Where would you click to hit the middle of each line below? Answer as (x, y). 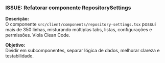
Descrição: (17, 19)
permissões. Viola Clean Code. (38, 35)
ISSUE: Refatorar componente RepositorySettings (68, 8)
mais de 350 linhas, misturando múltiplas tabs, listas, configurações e (79, 30)
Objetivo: (15, 45)
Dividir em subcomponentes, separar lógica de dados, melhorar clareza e (82, 51)
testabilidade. (20, 56)
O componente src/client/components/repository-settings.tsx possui (81, 24)
